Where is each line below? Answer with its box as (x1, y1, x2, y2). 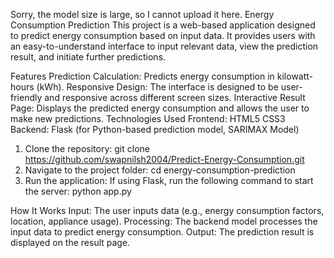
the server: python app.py (24, 185, 132, 197)
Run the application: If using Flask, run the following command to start (24, 175, 314, 186)
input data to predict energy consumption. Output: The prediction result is (10, 226, 315, 238)
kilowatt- (276, 70, 314, 82)
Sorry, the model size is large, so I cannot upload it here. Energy (10, 9, 275, 20)
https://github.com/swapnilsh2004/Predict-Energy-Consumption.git (24, 154, 305, 165)
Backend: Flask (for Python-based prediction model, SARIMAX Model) (10, 124, 300, 135)
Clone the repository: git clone (24, 143, 150, 154)
